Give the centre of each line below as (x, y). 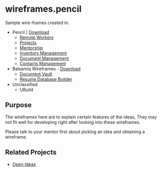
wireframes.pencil (43, 9)
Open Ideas (24, 164)
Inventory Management (43, 53)
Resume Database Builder (46, 79)
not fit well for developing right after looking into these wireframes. (73, 122)
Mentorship (31, 48)
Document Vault (36, 74)
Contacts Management (43, 63)
